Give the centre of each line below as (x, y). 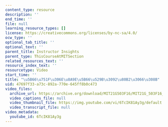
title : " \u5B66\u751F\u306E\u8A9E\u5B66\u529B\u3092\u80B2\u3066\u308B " (82, 79)
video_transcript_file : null (40, 107)
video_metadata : (22, 112)
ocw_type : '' (19, 38)
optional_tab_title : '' (30, 42)
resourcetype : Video (27, 70)
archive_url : (23, 93)
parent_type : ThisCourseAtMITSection (44, 56)
